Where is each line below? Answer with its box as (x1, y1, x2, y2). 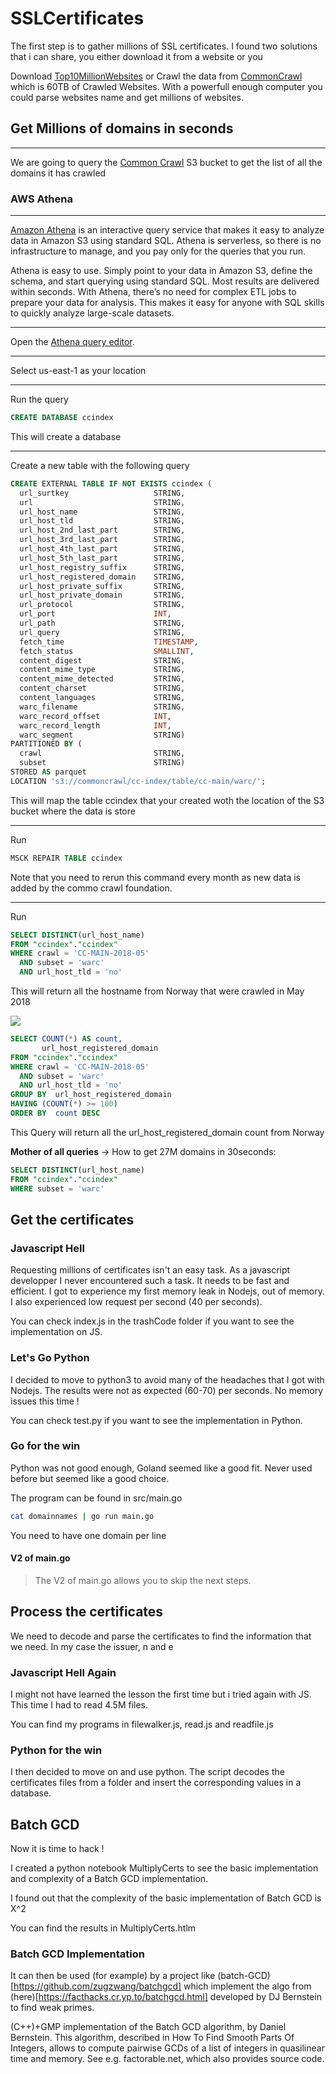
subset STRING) (19, 758, 186, 768)
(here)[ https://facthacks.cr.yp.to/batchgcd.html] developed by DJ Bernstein (10, 1991, 322, 2003)
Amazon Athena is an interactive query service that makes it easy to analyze (10, 224, 325, 236)
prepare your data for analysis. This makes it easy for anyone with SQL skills (10, 297, 325, 309)
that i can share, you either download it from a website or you (10, 50, 263, 62)
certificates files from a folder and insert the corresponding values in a (10, 1777, 302, 1789)
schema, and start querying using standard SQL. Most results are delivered (10, 275, 320, 287)
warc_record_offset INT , (19, 711, 172, 721)
